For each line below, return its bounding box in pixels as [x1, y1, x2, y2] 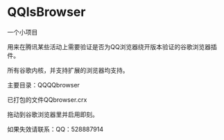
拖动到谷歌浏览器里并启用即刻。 [7, 110, 98, 119]
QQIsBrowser [7, 4, 86, 20]
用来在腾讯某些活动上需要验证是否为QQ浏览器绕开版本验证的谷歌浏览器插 [7, 42, 217, 51]
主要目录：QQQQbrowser [7, 80, 80, 89]
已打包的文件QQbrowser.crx [7, 95, 87, 104]
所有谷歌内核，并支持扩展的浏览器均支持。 [7, 66, 129, 74]
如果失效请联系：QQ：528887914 [7, 125, 104, 133]
